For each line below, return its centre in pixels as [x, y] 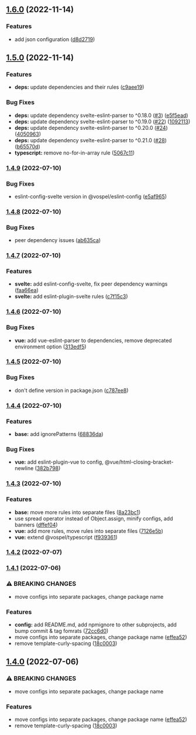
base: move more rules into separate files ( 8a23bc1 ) [78, 512]
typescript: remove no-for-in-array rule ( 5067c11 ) [75, 153]
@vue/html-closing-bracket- [139, 462]
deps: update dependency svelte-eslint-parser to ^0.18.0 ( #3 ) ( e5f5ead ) [101, 115]
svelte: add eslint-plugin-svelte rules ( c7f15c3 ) [71, 297]
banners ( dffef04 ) [36, 525]
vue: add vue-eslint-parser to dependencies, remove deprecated [93, 340]
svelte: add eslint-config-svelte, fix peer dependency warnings [91, 284]
